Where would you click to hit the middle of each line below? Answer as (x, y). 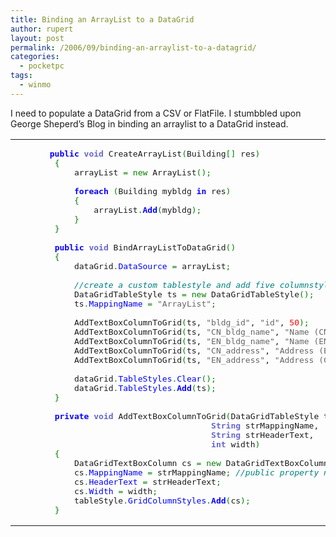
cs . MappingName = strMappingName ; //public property (196, 472)
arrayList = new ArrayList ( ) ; (142, 172)
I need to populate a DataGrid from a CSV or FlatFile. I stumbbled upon (156, 113)
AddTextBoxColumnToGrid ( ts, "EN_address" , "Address (194, 359)
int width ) (236, 444)
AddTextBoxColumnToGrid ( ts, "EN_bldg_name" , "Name (191, 341)
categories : (35, 57)
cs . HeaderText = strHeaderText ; (147, 481)
